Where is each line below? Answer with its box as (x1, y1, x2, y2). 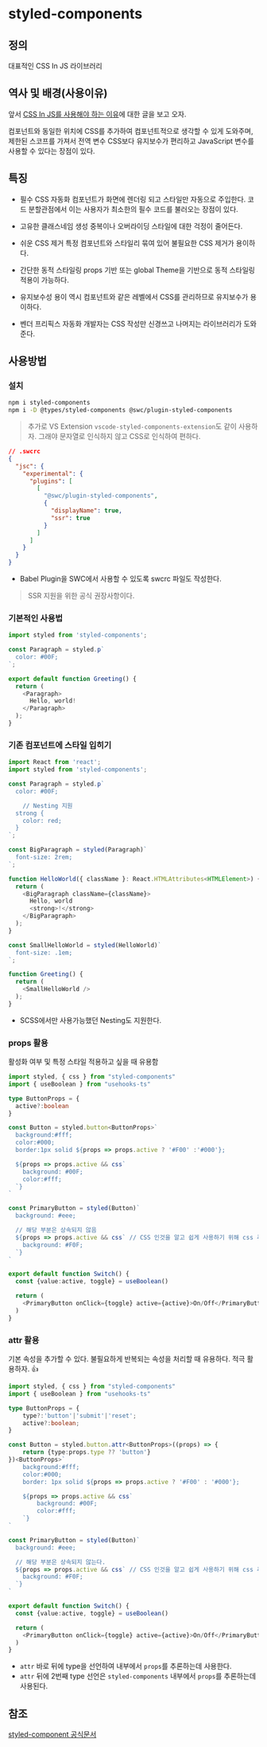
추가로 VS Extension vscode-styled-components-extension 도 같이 (27, 421, 237, 431)
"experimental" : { (22, 469, 83, 478)
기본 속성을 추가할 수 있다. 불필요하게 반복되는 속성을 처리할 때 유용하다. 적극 (8, 1354, 246, 1363)
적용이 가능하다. (19, 275, 69, 284)
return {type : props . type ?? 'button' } (22, 1448, 151, 1456)
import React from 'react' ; (8, 758, 102, 766)
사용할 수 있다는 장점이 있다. (8, 146, 95, 155)
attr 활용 (8, 1334, 40, 1346)
